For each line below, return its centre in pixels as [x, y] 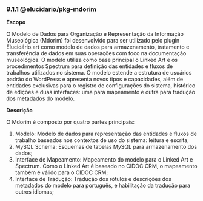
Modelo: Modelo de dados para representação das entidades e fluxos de [106, 134]
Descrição [20, 111]
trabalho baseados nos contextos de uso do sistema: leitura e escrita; [102, 140]
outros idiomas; [35, 192]
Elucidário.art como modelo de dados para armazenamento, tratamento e [98, 47]
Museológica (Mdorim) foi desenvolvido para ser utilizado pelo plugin [93, 41]
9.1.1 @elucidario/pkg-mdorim [52, 9]
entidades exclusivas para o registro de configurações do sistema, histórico [101, 86]
